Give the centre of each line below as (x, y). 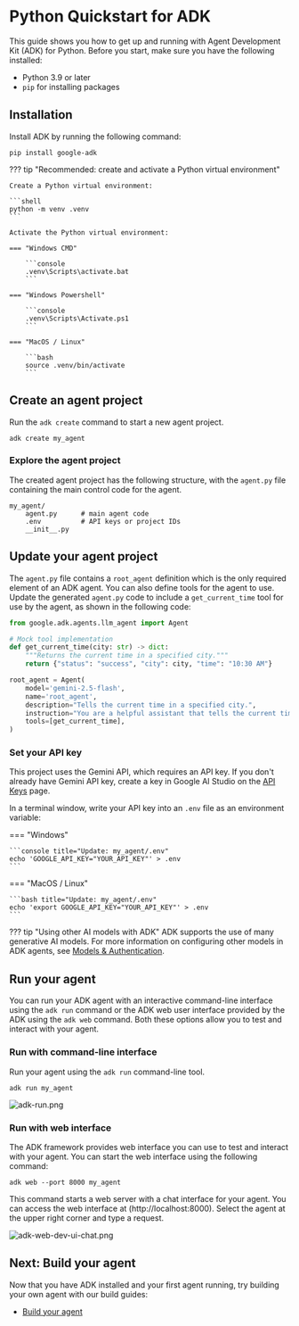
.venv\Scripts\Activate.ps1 (77, 319)
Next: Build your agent (73, 1263)
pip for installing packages (71, 87)
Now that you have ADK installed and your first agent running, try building (145, 1285)
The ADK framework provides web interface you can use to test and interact (149, 1147)
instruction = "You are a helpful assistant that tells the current (151, 713)
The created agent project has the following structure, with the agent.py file (148, 480)
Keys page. (30, 791)
